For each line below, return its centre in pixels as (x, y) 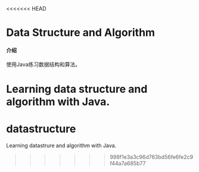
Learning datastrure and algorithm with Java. (61, 145)
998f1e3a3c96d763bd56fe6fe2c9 (152, 157)
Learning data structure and (77, 89)
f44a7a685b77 (128, 163)
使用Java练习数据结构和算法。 (43, 64)
